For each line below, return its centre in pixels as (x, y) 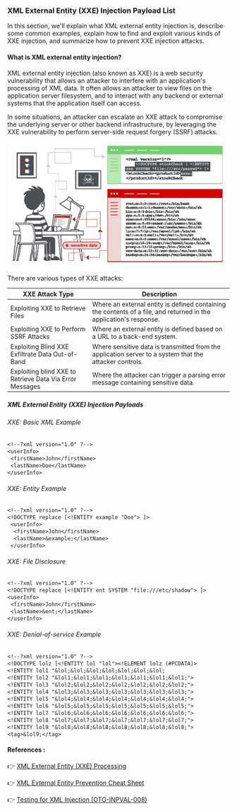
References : (26, 750)
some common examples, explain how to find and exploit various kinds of (114, 33)
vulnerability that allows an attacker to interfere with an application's (107, 81)
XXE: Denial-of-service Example (54, 634)
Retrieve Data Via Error (43, 379)
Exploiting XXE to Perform (48, 329)
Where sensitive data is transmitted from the (156, 346)
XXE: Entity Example (37, 488)
